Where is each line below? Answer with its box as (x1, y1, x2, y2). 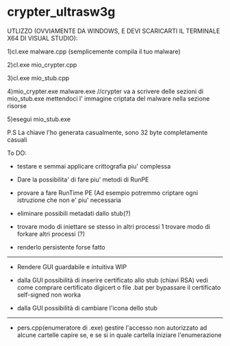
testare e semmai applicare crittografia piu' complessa (16, 162, 171, 170)
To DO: (7, 149, 27, 157)
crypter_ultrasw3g (7, 4, 116, 20)
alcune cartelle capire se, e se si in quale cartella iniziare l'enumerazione (16, 330, 222, 339)
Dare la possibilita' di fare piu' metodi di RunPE (16, 175, 149, 184)
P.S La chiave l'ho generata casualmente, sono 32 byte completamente (7, 128, 208, 136)
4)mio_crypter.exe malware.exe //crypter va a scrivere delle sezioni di (7, 87, 204, 95)
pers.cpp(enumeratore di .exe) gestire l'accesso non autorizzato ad (16, 323, 207, 332)
